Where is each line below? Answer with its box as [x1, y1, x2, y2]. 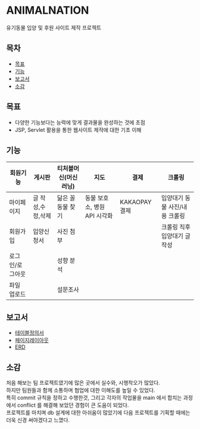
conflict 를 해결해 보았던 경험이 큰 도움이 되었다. [17, 402, 129, 409]
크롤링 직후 [161, 223, 190, 232]
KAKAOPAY [120, 198, 152, 206]
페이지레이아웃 [14, 337, 49, 344]
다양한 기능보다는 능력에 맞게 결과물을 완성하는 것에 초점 [14, 119, 146, 126]
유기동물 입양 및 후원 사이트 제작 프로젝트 [6, 24, 102, 31]
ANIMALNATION [6, 4, 89, 17]
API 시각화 [85, 212, 113, 220]
